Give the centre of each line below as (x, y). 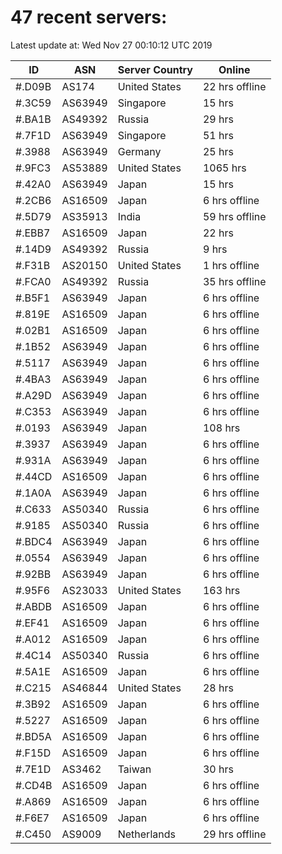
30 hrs (218, 769)
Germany (139, 151)
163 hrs (221, 590)
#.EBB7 (33, 233)
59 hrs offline (234, 216)
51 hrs (218, 135)
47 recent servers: (89, 17)
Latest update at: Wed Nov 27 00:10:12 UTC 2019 (111, 45)
